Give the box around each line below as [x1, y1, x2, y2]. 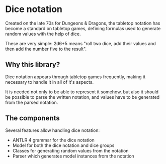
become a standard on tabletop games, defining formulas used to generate [5, 25, 161, 31]
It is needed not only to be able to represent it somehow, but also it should [5, 89, 159, 95]
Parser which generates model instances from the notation [12, 153, 134, 159]
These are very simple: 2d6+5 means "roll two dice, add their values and [5, 40, 156, 46]
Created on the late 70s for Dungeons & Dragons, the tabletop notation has [5, 20, 160, 26]
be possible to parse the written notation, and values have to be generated [5, 94, 160, 100]
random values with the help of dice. [5, 31, 81, 37]
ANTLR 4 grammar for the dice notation [12, 137, 95, 143]
